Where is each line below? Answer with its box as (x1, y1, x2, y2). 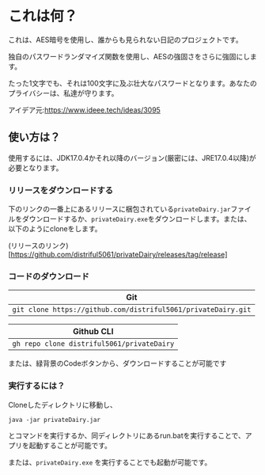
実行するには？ (8, 381, 66, 392)
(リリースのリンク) (8, 241, 69, 250)
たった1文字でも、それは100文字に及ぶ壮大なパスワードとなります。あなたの (8, 78, 257, 88)
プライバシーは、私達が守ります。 (8, 88, 119, 97)
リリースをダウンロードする (8, 184, 113, 196)
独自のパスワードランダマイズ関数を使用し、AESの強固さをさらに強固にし (8, 51, 251, 61)
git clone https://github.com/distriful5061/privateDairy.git (12, 306, 252, 314)
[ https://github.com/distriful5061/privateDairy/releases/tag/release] (8, 250, 228, 260)
